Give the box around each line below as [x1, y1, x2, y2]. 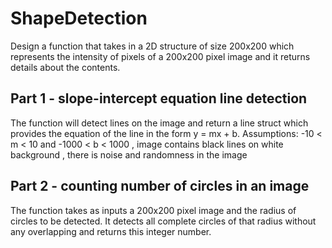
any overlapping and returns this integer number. [10, 225, 212, 237]
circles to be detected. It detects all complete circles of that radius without [10, 215, 317, 227]
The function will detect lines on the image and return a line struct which [10, 117, 309, 129]
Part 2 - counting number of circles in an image [10, 178, 310, 195]
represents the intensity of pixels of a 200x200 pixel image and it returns [10, 50, 311, 62]
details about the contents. [10, 61, 121, 73]
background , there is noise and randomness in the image [10, 148, 248, 161]
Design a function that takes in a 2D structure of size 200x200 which [10, 40, 295, 52]
